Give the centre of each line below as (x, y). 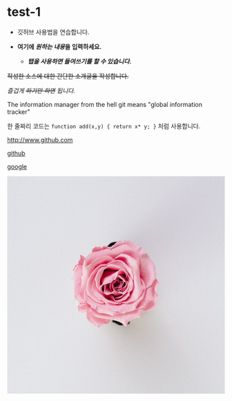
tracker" (19, 112)
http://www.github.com (40, 139)
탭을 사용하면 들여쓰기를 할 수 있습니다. (79, 61)
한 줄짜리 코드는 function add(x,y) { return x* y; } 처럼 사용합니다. (104, 126)
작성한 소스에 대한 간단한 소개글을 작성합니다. (68, 76)
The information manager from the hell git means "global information (105, 104)
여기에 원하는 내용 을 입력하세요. (59, 46)
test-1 (24, 12)
